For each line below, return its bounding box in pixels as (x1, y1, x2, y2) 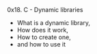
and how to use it (16, 40, 66, 48)
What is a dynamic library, (16, 19, 91, 26)
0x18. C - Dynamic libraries (7, 6, 83, 13)
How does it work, (16, 26, 68, 34)
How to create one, (16, 33, 72, 41)
